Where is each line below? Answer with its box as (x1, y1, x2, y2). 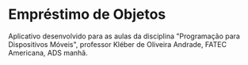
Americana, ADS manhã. (8, 48, 89, 57)
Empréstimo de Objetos (8, 5, 166, 23)
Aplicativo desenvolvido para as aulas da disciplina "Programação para (8, 31, 240, 41)
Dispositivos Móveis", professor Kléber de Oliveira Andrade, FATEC (8, 39, 227, 49)
